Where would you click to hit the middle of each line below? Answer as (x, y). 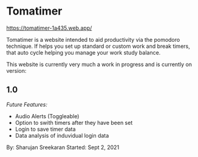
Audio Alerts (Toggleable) (47, 116)
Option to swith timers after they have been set (74, 122)
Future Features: (27, 104)
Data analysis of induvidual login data (62, 135)
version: (16, 70)
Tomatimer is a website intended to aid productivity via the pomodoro (93, 39)
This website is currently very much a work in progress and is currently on (99, 64)
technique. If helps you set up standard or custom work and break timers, (98, 46)
